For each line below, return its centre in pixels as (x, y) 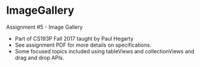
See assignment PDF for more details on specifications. (83, 45)
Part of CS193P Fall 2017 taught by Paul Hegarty (74, 38)
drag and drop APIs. (39, 57)
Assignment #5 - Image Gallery (44, 27)
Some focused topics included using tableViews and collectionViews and (104, 51)
